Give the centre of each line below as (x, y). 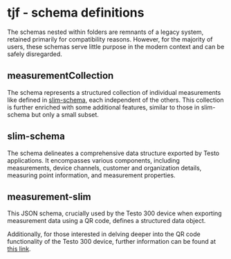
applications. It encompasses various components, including (93, 160)
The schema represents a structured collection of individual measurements (114, 92)
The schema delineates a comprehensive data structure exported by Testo (113, 153)
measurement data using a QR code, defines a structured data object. (107, 221)
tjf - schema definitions (76, 13)
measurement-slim (49, 196)
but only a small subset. (65, 114)
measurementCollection (61, 76)
